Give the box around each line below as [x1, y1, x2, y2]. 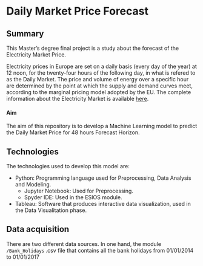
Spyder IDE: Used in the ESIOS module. [24, 194, 122, 201]
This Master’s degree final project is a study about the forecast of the [6, 44, 179, 52]
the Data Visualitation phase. [15, 206, 87, 214]
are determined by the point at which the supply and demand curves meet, [6, 82, 193, 89]
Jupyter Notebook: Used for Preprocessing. [24, 187, 133, 195]
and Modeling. [15, 181, 52, 188]
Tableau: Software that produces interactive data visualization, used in [15, 200, 191, 208]
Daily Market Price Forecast [6, 4, 148, 18]
